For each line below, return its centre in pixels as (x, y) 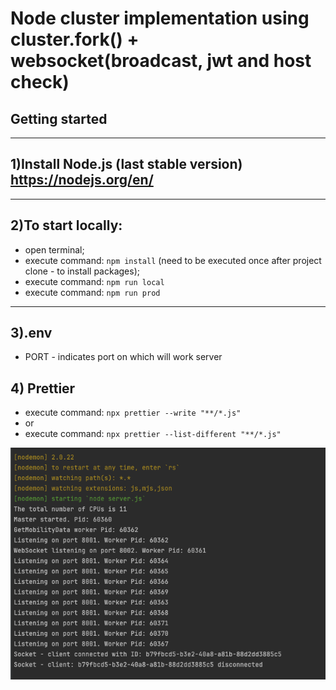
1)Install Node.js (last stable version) (126, 164)
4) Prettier (43, 388)
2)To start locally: (66, 225)
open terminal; (54, 249)
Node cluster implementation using (160, 18)
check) (40, 82)
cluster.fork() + (75, 39)
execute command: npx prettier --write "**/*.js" (133, 413)
